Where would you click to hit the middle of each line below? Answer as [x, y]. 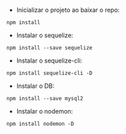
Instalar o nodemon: [45, 111]
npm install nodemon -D [40, 124]
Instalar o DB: [35, 86]
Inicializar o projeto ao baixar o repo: [68, 10]
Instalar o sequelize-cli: [49, 60]
